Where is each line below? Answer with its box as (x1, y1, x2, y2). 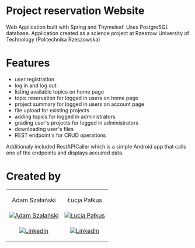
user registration (14, 75, 54, 82)
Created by (6, 170, 61, 183)
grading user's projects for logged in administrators (14, 119, 139, 126)
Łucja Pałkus (67, 196, 102, 204)
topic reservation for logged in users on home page (14, 94, 138, 101)
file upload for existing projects (14, 106, 89, 113)
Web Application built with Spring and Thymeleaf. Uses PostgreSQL (6, 23, 169, 30)
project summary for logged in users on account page (14, 101, 145, 108)
